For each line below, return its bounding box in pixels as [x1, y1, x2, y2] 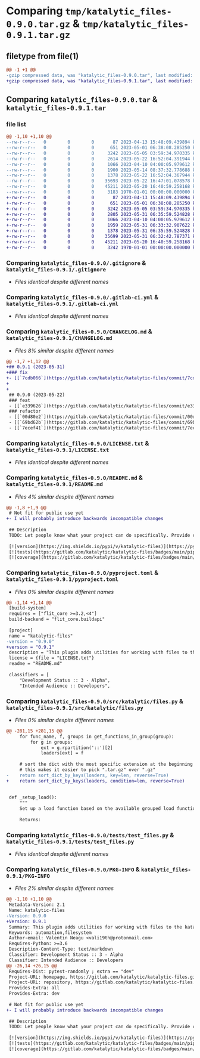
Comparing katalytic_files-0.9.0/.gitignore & [6, 258, 146, 267]
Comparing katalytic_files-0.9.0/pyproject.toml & [6, 568, 159, 577]
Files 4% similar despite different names [14, 493, 114, 500]
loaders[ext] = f [40, 750, 84, 756]
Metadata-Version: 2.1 [8, 902, 65, 908]
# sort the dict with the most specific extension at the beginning [19, 762, 193, 768]
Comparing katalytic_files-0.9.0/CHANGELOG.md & [6, 327, 153, 336]
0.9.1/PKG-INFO [6, 873, 51, 879]
